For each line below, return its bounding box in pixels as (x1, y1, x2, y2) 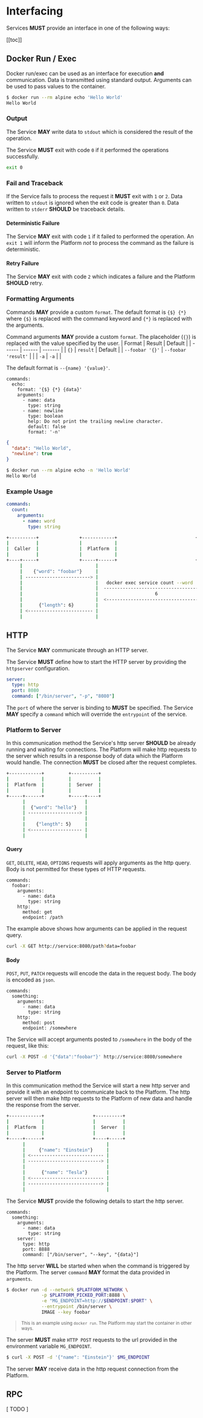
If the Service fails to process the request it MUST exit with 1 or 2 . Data (6, 192, 183, 199)
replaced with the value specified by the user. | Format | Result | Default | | (6, 339, 192, 347)
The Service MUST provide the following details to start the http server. (6, 1197, 184, 1205)
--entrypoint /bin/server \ (41, 1303, 112, 1310)
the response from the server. (6, 1102, 80, 1109)
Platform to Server (6, 726, 62, 734)
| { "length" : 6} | (19, 602, 98, 609)
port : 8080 (11, 687, 39, 694)
